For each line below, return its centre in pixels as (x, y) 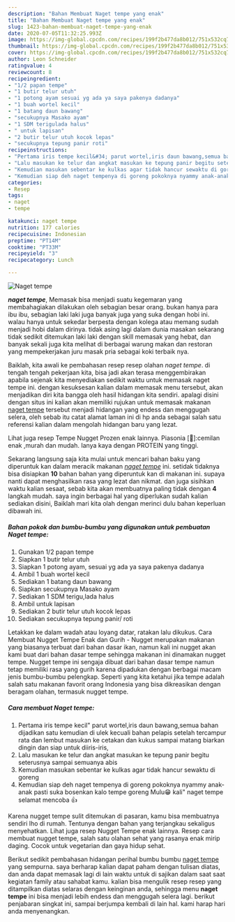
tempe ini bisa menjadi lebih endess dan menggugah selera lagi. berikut (111, 896)
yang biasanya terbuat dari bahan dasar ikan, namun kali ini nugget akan (112, 647)
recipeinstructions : (38, 150)
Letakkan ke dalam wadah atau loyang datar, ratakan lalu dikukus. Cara (110, 632)
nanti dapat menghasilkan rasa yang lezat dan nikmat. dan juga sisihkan (111, 481)
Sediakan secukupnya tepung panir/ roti (75, 618)
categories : (25, 182)
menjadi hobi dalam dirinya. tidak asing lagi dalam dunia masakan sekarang (116, 329)
